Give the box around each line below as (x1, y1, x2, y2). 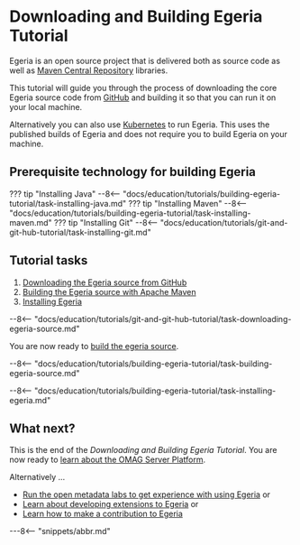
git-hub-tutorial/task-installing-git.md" (9, 226, 151, 237)
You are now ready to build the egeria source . (9, 340, 179, 351)
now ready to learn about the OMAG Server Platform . (9, 454, 205, 466)
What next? (9, 420, 76, 436)
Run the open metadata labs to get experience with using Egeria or (22, 489, 271, 500)
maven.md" (9, 217, 52, 227)
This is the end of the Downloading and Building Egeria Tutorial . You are (9, 445, 277, 456)
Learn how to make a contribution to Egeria (22, 508, 183, 520)
